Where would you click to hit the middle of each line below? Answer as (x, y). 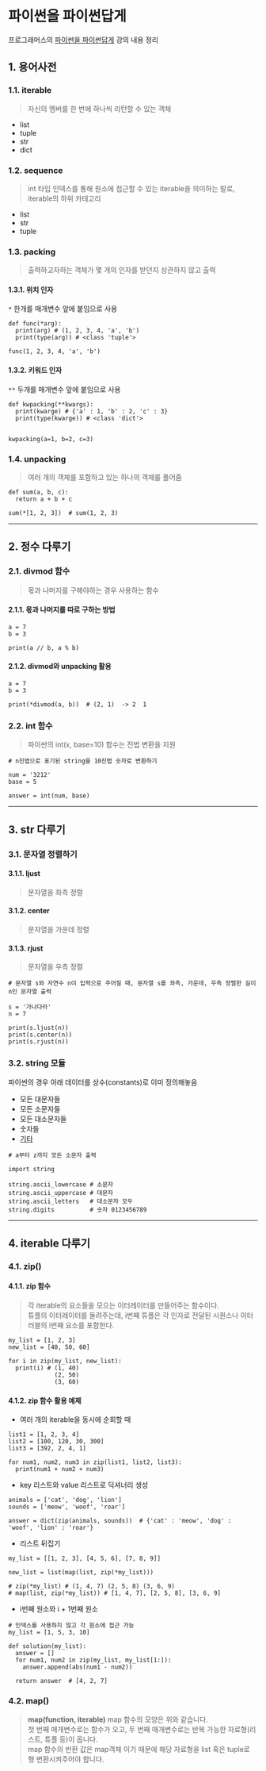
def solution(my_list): (47, 1646)
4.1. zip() (25, 1266)
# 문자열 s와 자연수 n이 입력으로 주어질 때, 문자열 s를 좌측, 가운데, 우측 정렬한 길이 (132, 983)
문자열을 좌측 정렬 (55, 892)
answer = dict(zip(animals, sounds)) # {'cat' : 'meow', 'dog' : (120, 1521)
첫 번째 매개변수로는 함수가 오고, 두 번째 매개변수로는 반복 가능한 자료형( (139, 1729)
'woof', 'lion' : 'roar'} (51, 1528)
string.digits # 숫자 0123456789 (78, 1210)
